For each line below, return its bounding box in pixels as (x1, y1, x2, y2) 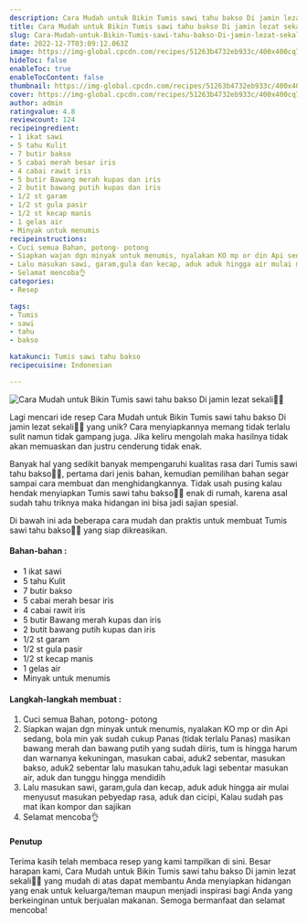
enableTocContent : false (9, 73, 104, 82)
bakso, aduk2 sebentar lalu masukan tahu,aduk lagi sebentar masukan (22, 762, 289, 773)
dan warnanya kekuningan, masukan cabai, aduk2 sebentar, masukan (22, 753, 286, 764)
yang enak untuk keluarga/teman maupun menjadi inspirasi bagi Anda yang (9, 886, 293, 896)
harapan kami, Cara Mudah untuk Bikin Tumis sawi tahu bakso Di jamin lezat (9, 865, 297, 877)
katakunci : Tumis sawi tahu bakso (9, 353, 142, 362)
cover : (9, 90, 35, 99)
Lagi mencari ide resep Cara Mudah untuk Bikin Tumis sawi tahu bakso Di (9, 411, 286, 422)
